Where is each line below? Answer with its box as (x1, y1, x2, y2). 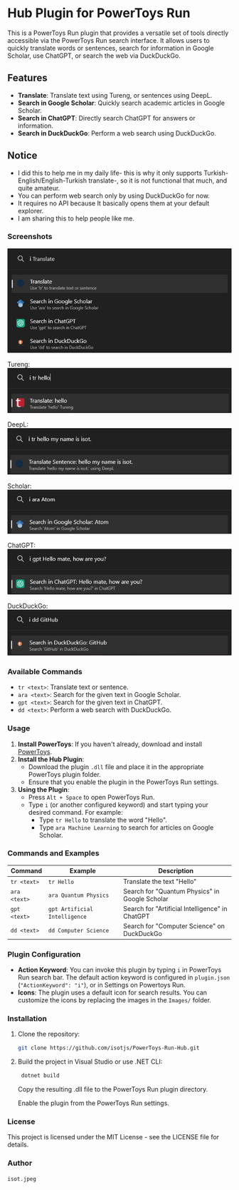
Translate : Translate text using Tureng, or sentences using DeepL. (17, 91, 213, 99)
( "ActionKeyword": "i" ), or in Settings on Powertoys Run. (17, 981, 186, 990)
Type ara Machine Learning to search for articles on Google (38, 823, 214, 832)
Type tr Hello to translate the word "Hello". (38, 815, 167, 824)
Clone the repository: (17, 1029, 80, 1039)
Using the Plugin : (17, 785, 70, 793)
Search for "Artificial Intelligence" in (123, 905, 228, 913)
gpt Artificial (48, 906, 94, 913)
